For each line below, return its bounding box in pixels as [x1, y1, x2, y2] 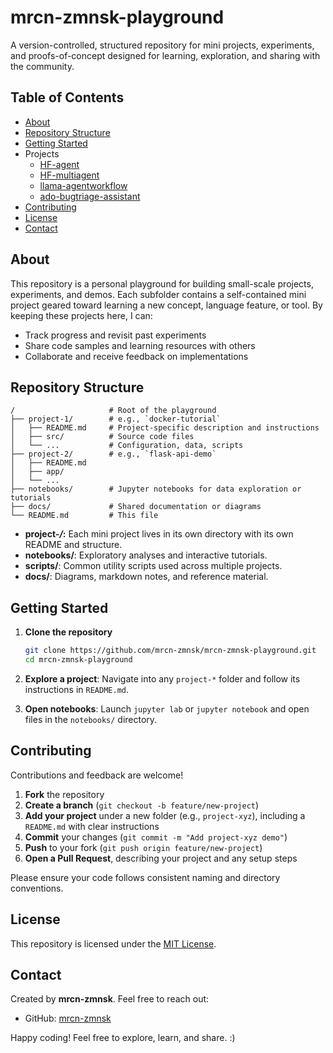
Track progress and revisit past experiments [24, 329, 207, 341]
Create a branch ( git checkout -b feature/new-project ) [24, 799, 260, 811]
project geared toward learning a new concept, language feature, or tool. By [10, 299, 323, 311]
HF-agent [39, 158, 80, 170]
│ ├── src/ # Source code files [10, 432, 195, 442]
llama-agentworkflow [39, 179, 128, 191]
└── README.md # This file [10, 511, 159, 521]
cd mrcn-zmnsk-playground [24, 655, 133, 665]
